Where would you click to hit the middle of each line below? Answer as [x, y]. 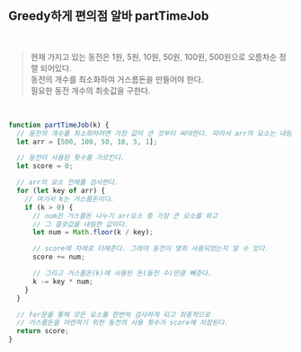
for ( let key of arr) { [61, 191]
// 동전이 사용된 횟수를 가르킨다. [71, 158]
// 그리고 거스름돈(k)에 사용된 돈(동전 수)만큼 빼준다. [122, 273]
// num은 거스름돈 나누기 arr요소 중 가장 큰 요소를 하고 [125, 216]
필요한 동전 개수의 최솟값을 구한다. [90, 90]
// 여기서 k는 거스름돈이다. [70, 199]
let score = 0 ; [45, 166]
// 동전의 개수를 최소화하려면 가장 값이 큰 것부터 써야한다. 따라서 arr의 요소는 [146, 133]
